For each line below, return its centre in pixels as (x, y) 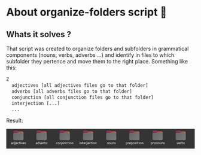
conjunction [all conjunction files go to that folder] (83, 98)
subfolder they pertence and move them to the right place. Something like (97, 61)
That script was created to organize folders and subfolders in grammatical (98, 48)
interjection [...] (36, 104)
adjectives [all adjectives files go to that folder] (80, 86)
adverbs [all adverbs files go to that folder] (72, 92)
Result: (15, 120)
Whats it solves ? (39, 34)
